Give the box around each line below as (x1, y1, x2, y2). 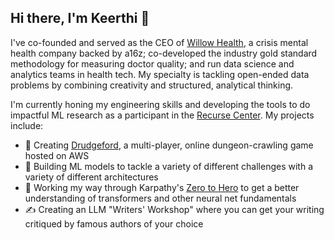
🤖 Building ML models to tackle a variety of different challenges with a (24, 160, 314, 172)
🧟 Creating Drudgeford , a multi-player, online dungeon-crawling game (24, 139, 314, 151)
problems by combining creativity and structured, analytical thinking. (10, 79, 294, 91)
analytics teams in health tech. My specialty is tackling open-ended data (10, 68, 310, 80)
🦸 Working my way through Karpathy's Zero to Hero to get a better (24, 181, 300, 193)
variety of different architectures (24, 171, 159, 183)
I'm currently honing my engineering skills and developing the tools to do (10, 98, 311, 110)
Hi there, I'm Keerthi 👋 (10, 10, 150, 27)
